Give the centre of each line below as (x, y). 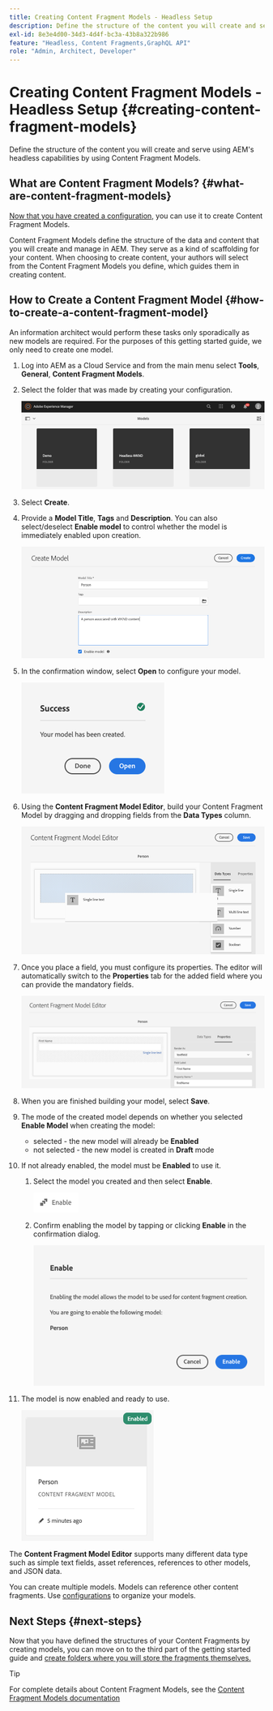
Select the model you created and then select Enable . (123, 1181)
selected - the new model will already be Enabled (116, 1141)
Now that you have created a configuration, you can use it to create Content (136, 216)
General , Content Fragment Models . (83, 374)
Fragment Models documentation (65, 1698)
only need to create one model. (62, 350)
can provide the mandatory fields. (77, 984)
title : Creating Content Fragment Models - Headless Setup (111, 17)
